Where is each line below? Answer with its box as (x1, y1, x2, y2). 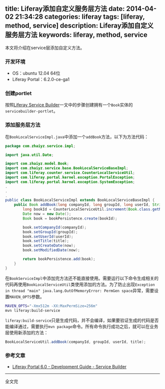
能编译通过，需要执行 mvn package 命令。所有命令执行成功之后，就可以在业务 (5, 324, 159, 330)
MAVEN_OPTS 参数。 (9, 294, 45, 300)
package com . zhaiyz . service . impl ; (5, 143, 76, 148)
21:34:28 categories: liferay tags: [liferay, (15, 13, 145, 21)
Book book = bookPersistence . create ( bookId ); (23, 216, 118, 221)
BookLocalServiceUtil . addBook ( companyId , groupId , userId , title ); (5, 339, 146, 345)
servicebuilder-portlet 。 (5, 108, 58, 114)
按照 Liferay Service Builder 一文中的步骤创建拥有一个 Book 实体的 (5, 102, 133, 108)
